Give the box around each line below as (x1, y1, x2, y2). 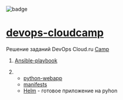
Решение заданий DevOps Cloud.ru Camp (6, 45, 110, 52)
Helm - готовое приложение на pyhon (23, 87, 118, 94)
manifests (23, 81, 47, 88)
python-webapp (23, 74, 63, 82)
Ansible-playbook (14, 56, 57, 64)
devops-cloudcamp (6, 26, 104, 39)
